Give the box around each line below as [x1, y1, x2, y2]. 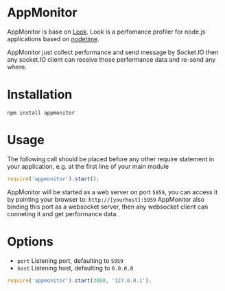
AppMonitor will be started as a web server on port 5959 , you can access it [7, 187, 218, 196]
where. [7, 62, 27, 71]
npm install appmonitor [7, 109, 75, 116]
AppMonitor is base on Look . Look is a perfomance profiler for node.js [7, 27, 206, 36]
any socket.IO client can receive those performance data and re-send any [7, 55, 216, 63]
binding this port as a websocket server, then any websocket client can [7, 202, 209, 211]
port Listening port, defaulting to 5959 [16, 256, 123, 265]
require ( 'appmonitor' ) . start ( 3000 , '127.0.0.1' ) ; [7, 277, 152, 284]
